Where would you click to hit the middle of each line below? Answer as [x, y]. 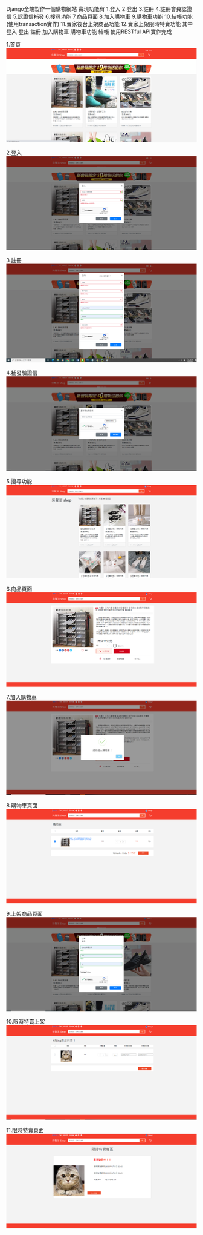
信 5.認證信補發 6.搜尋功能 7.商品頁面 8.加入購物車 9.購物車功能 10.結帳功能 [99, 16]
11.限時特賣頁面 [25, 1130]
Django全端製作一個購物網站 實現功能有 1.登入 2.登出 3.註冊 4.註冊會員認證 [99, 9]
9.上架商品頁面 [25, 913]
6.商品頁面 [19, 589]
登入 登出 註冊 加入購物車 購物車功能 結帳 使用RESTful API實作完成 [89, 31]
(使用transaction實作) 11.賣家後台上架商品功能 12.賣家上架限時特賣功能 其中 [100, 24]
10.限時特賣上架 [26, 1022]
